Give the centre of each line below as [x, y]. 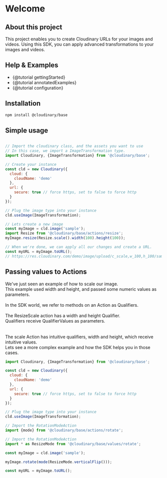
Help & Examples [32, 65]
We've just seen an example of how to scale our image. [62, 284]
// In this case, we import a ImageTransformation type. [65, 151]
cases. [12, 353]
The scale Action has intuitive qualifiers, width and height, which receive [79, 337]
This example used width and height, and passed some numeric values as [81, 289]
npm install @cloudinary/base [37, 115]
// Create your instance [31, 164]
